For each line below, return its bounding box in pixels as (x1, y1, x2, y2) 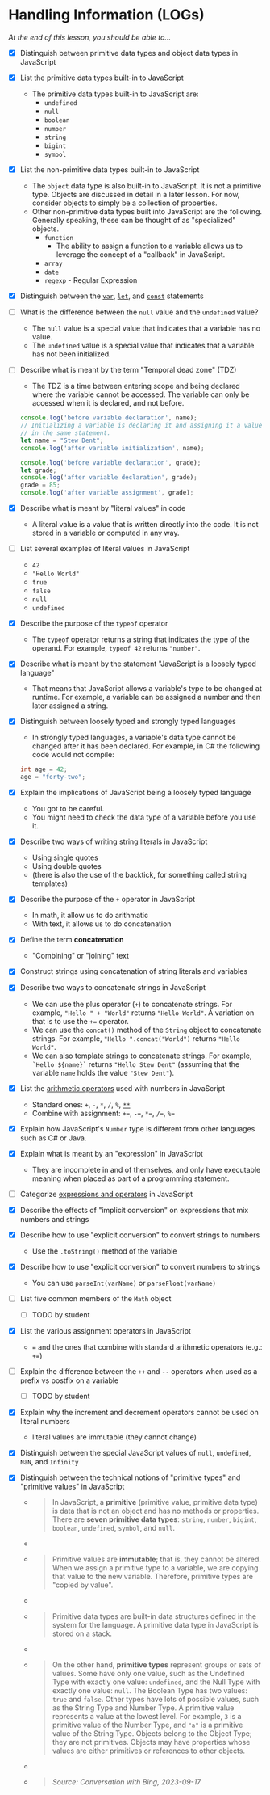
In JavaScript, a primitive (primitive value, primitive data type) (52, 1498, 258, 1507)
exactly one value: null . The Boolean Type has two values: (52, 1686, 247, 1696)
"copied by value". (52, 1580, 114, 1590)
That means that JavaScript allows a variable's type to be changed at (31, 684, 262, 693)
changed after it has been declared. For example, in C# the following (31, 741, 260, 751)
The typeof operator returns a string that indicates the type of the (31, 634, 250, 644)
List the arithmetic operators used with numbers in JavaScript (19, 1083, 226, 1093)
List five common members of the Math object (19, 1293, 172, 1303)
